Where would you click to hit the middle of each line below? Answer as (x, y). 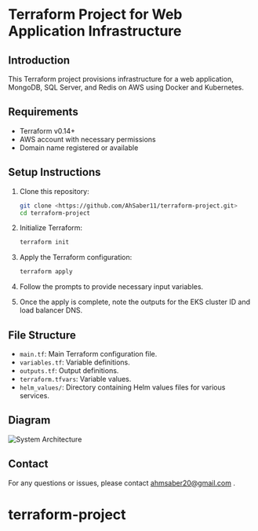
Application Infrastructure (95, 31)
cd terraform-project (55, 213)
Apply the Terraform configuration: (76, 258)
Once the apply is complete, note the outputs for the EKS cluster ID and (135, 302)
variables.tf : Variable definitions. (75, 362)
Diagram (29, 421)
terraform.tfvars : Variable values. (75, 379)
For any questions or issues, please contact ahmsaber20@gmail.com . (122, 483)
